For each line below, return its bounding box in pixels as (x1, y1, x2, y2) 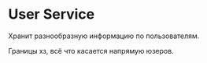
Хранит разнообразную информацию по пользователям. (8, 31, 200, 40)
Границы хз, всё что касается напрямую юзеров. (8, 46, 175, 55)
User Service (8, 5, 95, 23)
